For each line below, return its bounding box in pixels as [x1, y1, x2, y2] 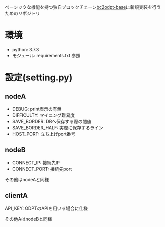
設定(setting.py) [5, 72, 73, 83]
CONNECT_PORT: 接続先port [12, 166, 72, 172]
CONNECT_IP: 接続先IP [12, 159, 60, 166]
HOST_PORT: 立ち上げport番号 [12, 131, 76, 137]
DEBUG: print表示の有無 [12, 106, 62, 112]
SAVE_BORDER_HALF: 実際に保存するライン [12, 124, 103, 131]
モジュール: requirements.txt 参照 [12, 52, 81, 58]
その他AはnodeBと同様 [5, 216, 52, 222]
